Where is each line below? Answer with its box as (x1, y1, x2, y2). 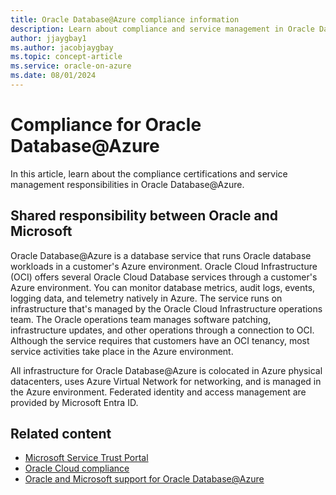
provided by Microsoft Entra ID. (10, 396, 139, 408)
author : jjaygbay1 (10, 33, 87, 43)
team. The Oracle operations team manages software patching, (10, 313, 272, 325)
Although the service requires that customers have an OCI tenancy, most (10, 334, 310, 346)
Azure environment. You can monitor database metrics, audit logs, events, (10, 281, 316, 293)
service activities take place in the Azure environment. (10, 345, 234, 357)
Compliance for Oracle (10, 114, 202, 136)
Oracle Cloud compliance (24, 462, 130, 475)
